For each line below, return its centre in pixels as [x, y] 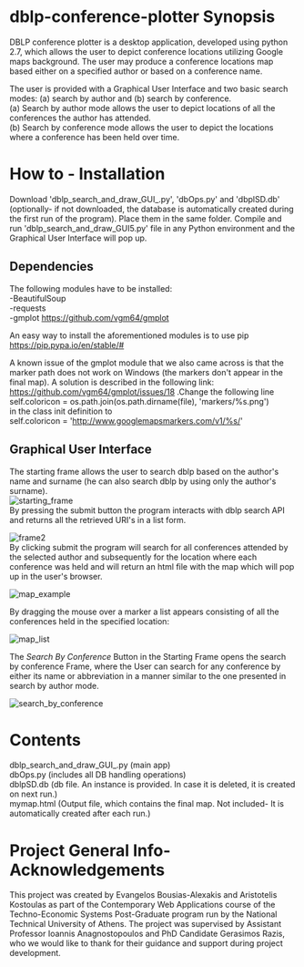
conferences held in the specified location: [90, 621]
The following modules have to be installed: [91, 288]
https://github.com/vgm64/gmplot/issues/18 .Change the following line [142, 391]
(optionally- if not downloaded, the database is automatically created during [152, 209]
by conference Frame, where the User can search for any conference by [145, 666]
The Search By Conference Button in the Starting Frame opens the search [148, 656]
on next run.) [34, 794]
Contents [46, 740]
